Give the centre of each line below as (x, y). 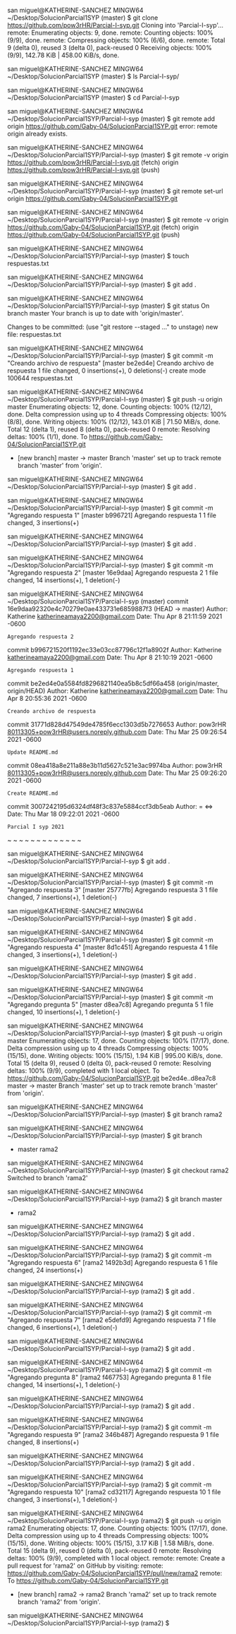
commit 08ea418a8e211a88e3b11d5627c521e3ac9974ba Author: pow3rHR (115, 765)
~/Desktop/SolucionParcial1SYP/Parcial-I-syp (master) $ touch (98, 256)
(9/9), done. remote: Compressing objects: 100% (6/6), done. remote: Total (116, 40)
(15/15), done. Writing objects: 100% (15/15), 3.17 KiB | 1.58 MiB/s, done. (111, 1543)
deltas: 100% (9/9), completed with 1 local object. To (83, 1071)
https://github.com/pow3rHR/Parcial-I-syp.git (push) (83, 170)
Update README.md (33, 752)
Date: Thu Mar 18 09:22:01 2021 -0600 (63, 814)
